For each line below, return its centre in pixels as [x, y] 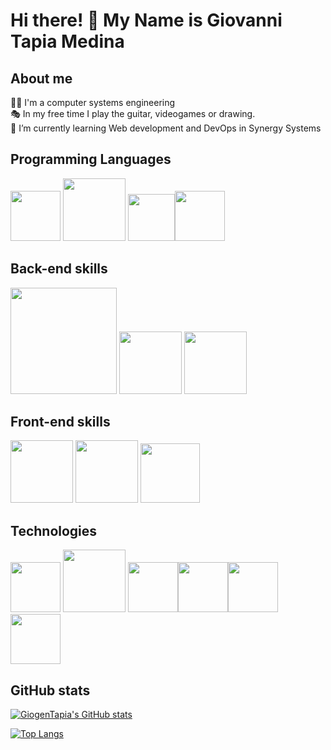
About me [41, 78]
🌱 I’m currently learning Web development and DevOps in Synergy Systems [166, 128]
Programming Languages [91, 159]
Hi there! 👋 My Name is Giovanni [146, 20]
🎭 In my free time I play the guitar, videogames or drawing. [133, 113]
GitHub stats [50, 690]
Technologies [54, 530]
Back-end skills [59, 269]
